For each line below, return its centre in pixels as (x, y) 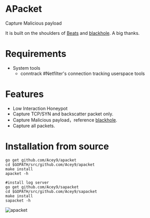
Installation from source (57, 146)
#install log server (27, 183)
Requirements (36, 54)
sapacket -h (18, 201)
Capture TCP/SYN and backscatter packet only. (63, 114)
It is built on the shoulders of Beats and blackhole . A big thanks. (72, 33)
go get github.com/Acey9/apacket (41, 160)
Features (25, 94)
